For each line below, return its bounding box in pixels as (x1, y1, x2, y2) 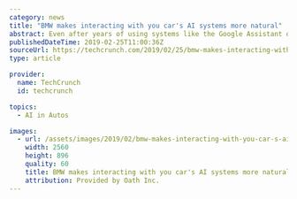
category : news (9, 12, 65, 22)
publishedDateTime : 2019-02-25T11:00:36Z (9, 37, 164, 47)
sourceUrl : (9, 46, 49, 55)
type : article (9, 54, 62, 63)
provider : (9, 70, 46, 80)
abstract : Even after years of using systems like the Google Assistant (9, 29, 283, 38)
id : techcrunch (17, 86, 73, 96)
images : (9, 126, 38, 135)
